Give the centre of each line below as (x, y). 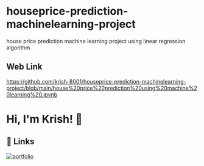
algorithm (18, 48)
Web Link (24, 67)
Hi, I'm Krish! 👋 (44, 119)
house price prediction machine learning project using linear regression (96, 41)
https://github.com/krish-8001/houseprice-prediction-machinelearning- (97, 81)
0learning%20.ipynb (32, 94)
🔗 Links (20, 142)
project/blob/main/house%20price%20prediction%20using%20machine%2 (102, 88)
